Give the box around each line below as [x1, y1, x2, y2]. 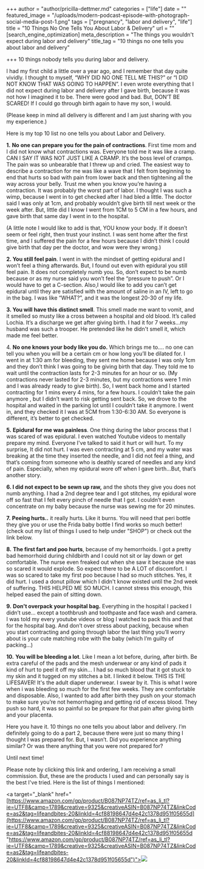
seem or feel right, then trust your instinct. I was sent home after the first [6, 231, 188, 238]
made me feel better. [6, 332, 58, 339]
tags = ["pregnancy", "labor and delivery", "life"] [72, 18, 192, 25]
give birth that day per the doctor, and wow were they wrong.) [6, 244, 161, 251]
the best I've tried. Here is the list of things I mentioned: [6, 779, 146, 786]
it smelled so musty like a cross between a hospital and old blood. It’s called [6, 312, 196, 320]
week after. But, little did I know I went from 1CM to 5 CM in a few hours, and [6, 206, 197, 213]
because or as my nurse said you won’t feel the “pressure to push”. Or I [6, 275, 185, 282]
